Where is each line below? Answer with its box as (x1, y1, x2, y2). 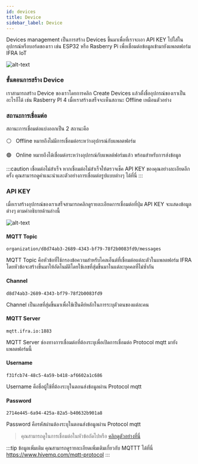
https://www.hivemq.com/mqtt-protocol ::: (6, 451, 110, 459)
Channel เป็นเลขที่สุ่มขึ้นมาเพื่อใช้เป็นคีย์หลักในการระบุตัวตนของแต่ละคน (6, 301, 149, 308)
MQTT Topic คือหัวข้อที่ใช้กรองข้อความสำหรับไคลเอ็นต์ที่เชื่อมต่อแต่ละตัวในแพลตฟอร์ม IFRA (6, 257, 192, 264)
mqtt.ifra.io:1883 (6, 328, 52, 334)
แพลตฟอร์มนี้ (6, 345, 32, 352)
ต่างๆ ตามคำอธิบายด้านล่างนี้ (6, 207, 60, 214)
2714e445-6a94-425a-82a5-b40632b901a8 (6, 410, 103, 416)
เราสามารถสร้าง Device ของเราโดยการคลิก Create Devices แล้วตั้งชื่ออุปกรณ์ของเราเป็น (6, 89, 186, 96)
